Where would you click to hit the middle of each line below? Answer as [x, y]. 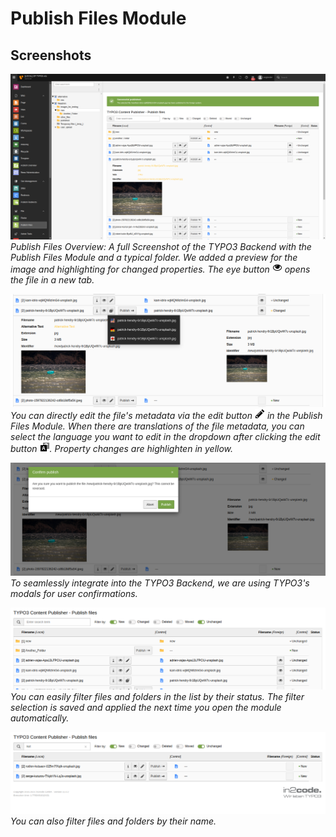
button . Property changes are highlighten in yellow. [122, 448]
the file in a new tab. [52, 280]
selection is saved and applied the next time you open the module [146, 707]
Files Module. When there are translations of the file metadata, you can [157, 426]
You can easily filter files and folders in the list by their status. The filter [157, 696]
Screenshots [51, 55]
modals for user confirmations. [74, 593]
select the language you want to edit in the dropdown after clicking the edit [165, 436]
